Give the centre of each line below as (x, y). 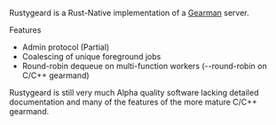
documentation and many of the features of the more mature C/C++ (133, 102)
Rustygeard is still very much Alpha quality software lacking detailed (134, 93)
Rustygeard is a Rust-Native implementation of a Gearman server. (129, 13)
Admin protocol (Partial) (66, 47)
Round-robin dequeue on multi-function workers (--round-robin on (145, 66)
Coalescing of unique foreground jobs (91, 56)
